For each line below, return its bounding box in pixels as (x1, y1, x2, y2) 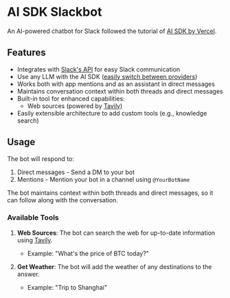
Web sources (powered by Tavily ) (27, 101, 123, 110)
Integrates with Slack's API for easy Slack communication (16, 65, 181, 73)
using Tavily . (16, 235, 53, 244)
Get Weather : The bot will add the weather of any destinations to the (16, 262, 212, 270)
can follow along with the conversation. (7, 195, 119, 204)
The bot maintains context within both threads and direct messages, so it (7, 189, 214, 197)
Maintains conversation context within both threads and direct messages (16, 87, 223, 95)
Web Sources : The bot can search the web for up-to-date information (16, 228, 216, 237)
